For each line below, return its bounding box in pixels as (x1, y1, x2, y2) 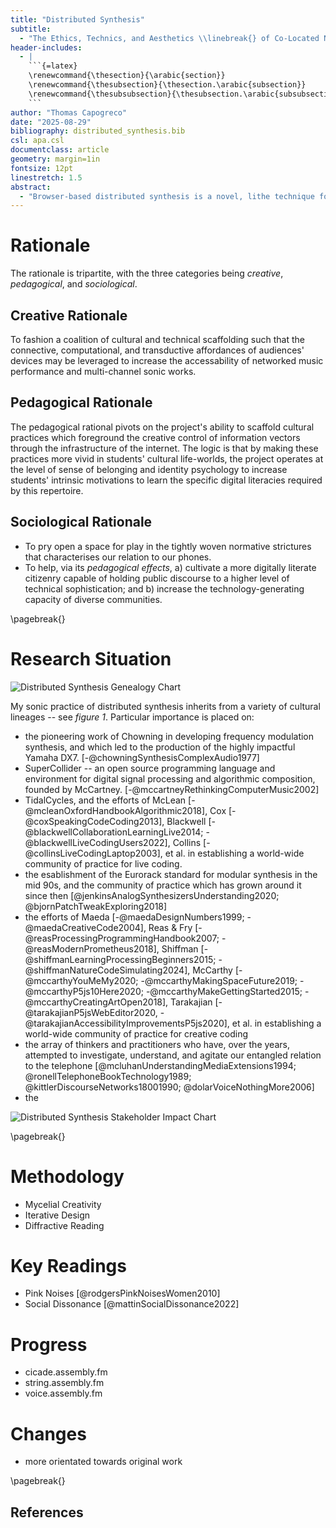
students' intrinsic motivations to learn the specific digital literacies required (10, 474, 323, 486)
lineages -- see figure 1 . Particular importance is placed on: (10, 711, 255, 723)
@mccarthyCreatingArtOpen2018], (24, 996, 169, 1008)
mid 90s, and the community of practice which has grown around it (24, 879, 302, 891)
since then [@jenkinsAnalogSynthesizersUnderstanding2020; (24, 889, 280, 901)
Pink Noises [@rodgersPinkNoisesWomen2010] (24, 1287, 221, 1300)
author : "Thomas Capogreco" (10, 107, 128, 118)
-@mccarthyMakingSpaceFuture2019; (140, 974, 298, 986)
